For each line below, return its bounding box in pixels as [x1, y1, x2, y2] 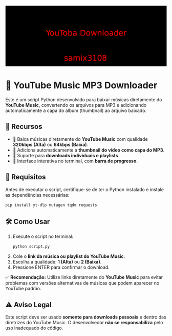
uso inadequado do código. [5, 325, 63, 331]
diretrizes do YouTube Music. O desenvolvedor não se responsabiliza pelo [5, 319, 163, 325]
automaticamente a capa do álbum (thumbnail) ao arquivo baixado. [5, 107, 147, 114]
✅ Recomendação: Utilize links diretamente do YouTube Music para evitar [5, 274, 163, 281]
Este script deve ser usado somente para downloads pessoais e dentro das [5, 314, 166, 320]
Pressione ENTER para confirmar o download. [12, 264, 110, 270]
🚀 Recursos [5, 122, 42, 131]
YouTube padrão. [5, 286, 42, 292]
